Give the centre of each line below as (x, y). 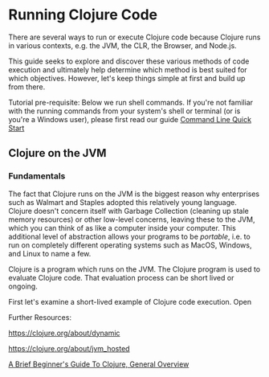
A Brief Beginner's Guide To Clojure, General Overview (99, 364)
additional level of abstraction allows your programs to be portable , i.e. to (129, 236)
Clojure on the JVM (57, 153)
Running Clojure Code (83, 15)
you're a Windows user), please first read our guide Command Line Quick (130, 119)
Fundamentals (37, 176)
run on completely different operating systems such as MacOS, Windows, (130, 245)
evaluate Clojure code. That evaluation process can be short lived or (121, 277)
